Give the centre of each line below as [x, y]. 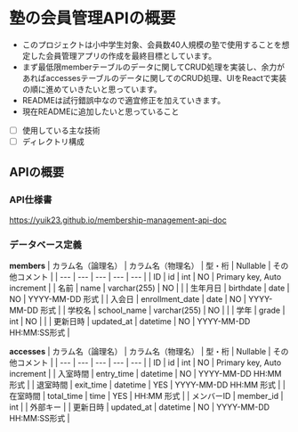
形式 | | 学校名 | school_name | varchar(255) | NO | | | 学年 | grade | [162, 310]
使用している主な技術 [61, 130]
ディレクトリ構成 [53, 142]
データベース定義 [46, 244]
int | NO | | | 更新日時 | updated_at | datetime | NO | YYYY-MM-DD [130, 322]
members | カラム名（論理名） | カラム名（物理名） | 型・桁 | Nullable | [140, 266]
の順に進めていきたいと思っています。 [92, 89]
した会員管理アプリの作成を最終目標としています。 [123, 55]
